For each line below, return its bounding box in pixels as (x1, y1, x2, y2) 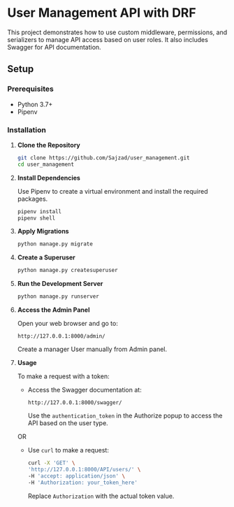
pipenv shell (17, 215, 56, 222)
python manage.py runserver (17, 293, 99, 300)
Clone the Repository (17, 141, 80, 149)
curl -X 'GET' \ (27, 459, 75, 466)
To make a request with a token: (17, 372, 110, 380)
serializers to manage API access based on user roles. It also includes (7, 35, 208, 43)
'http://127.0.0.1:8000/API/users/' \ (27, 466, 141, 473)
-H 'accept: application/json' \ (27, 472, 126, 480)
